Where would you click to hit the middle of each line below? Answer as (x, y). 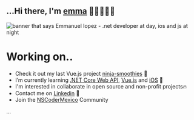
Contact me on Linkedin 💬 (47, 93)
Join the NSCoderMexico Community (62, 99)
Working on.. (40, 57)
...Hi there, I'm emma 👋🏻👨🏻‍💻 (61, 11)
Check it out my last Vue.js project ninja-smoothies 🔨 (81, 73)
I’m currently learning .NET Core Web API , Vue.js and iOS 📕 (89, 80)
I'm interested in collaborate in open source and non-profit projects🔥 (101, 86)
